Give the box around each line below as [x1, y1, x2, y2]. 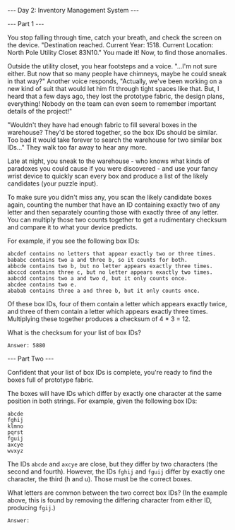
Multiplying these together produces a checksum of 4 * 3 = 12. [7, 315, 191, 323]
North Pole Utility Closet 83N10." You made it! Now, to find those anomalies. [7, 49, 228, 56]
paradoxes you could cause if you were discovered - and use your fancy [7, 164, 218, 172]
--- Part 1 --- [7, 20, 44, 28]
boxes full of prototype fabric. [7, 375, 94, 384]
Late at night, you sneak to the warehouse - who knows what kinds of [7, 157, 210, 165]
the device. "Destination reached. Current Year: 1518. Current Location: [7, 41, 214, 49]
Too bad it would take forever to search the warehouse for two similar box [7, 135, 222, 144]
